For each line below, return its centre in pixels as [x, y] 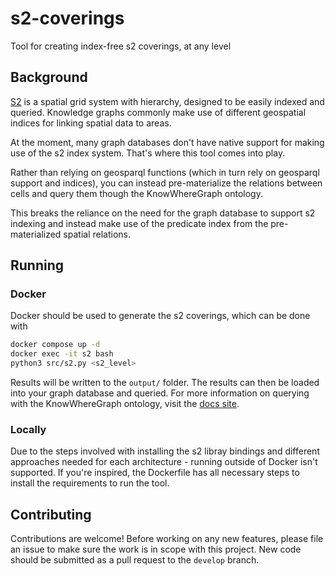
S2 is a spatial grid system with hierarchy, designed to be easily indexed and [167, 101]
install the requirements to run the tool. [90, 483]
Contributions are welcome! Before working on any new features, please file [167, 539]
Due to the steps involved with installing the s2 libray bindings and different [165, 451]
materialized [36, 234]
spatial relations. [97, 234]
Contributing [51, 514]
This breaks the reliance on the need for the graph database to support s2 [163, 213]
